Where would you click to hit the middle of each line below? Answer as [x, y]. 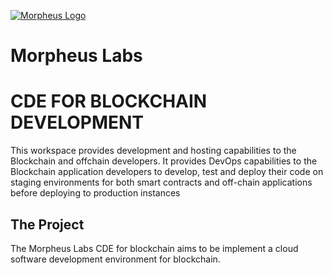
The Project [47, 224]
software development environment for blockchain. [115, 259]
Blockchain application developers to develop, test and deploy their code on [167, 172]
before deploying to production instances [95, 193]
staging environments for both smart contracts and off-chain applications [161, 182]
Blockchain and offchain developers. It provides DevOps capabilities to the [164, 161]
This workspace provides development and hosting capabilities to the [153, 151]
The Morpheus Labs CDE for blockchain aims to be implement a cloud [154, 248]
